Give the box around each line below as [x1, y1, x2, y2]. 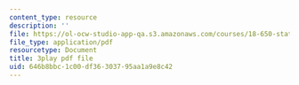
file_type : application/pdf [9, 37, 114, 47]
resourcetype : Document [9, 46, 98, 55]
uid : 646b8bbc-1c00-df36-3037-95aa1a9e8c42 [9, 63, 174, 72]
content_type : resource [9, 12, 98, 22]
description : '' [9, 21, 69, 30]
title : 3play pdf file [9, 54, 93, 63]
